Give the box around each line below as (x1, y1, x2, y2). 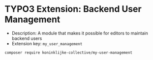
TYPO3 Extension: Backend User (4, 3, 142, 15)
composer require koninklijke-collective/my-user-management (4, 50, 133, 55)
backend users (11, 35, 42, 41)
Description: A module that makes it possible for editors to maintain (11, 30, 149, 36)
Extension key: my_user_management (11, 40, 83, 46)
